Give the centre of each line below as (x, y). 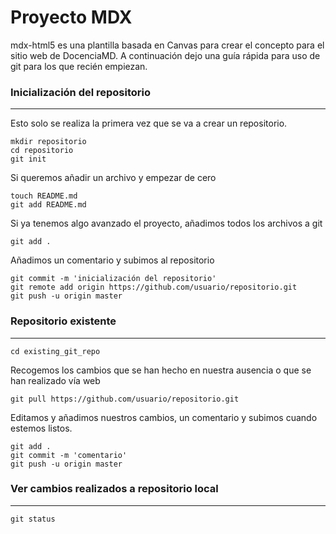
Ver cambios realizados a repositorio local (114, 489)
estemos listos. (41, 428)
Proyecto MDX (71, 17)
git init (28, 159)
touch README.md (44, 196)
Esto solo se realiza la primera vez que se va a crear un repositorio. (149, 123)
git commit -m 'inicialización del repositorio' (113, 279)
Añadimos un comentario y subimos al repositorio (112, 260)
